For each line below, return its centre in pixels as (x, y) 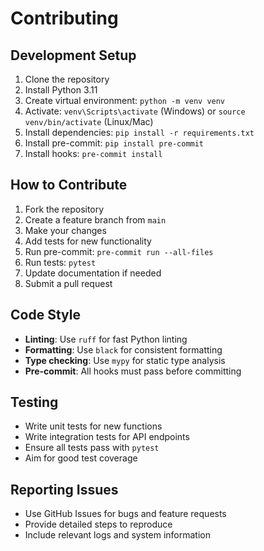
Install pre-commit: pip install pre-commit (114, 143)
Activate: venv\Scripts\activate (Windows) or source (135, 111)
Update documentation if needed (93, 273)
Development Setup (73, 55)
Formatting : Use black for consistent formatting (123, 349)
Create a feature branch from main (95, 219)
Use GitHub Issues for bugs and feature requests (125, 514)
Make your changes (65, 230)
